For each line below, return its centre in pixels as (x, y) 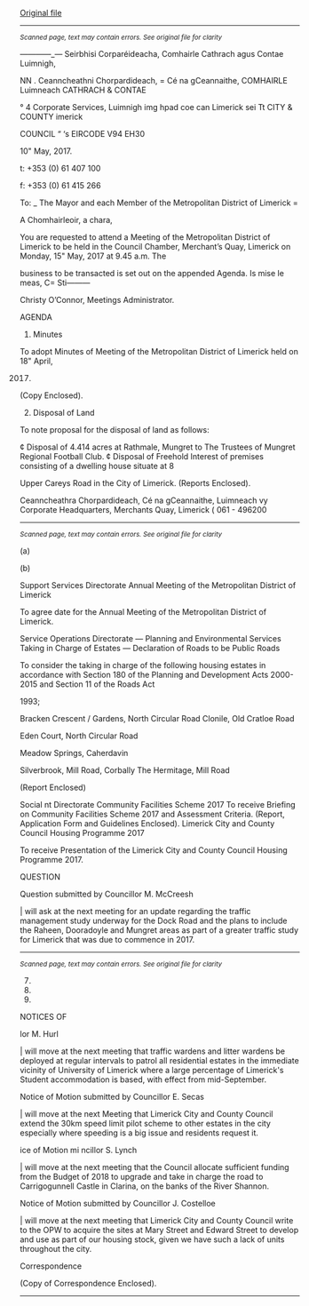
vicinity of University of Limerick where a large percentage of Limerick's (152, 1070)
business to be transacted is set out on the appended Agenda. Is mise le (152, 273)
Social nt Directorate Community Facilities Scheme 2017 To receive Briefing (158, 804)
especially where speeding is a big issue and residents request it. (139, 1133)
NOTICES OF (44, 1017)
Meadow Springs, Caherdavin (74, 753)
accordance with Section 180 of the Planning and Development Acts (144, 675)
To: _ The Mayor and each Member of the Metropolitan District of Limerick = (159, 203)
